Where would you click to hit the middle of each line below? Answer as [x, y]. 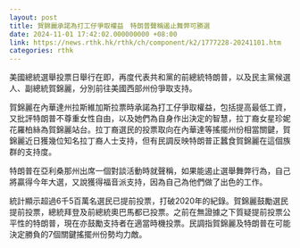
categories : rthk [42, 51]
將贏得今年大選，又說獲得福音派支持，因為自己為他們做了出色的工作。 [138, 182]
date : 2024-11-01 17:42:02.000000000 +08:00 [93, 34]
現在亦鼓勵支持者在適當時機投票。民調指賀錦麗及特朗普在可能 [177, 223]
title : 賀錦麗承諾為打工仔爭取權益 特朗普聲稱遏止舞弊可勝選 [110, 26]
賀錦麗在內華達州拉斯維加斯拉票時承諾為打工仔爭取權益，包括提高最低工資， [150, 107]
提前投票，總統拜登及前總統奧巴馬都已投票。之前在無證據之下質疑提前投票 [146, 212]
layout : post [33, 17]
